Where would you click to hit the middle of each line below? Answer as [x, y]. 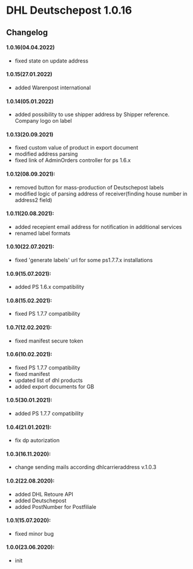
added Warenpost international [53, 88]
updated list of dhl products [49, 380]
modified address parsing [46, 154]
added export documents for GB [54, 386]
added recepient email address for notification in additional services [98, 226]
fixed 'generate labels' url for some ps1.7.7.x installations [84, 260]
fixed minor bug [34, 533]
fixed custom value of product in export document [76, 148]
